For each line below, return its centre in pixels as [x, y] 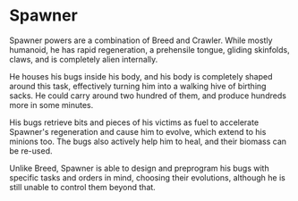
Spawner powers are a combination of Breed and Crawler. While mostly [141, 40]
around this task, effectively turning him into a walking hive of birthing [138, 86]
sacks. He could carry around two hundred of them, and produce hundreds [148, 96]
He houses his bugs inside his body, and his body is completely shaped [141, 76]
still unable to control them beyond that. [83, 187]
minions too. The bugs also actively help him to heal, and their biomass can [148, 141]
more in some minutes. [51, 105]
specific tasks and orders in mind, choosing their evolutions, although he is [148, 177]
